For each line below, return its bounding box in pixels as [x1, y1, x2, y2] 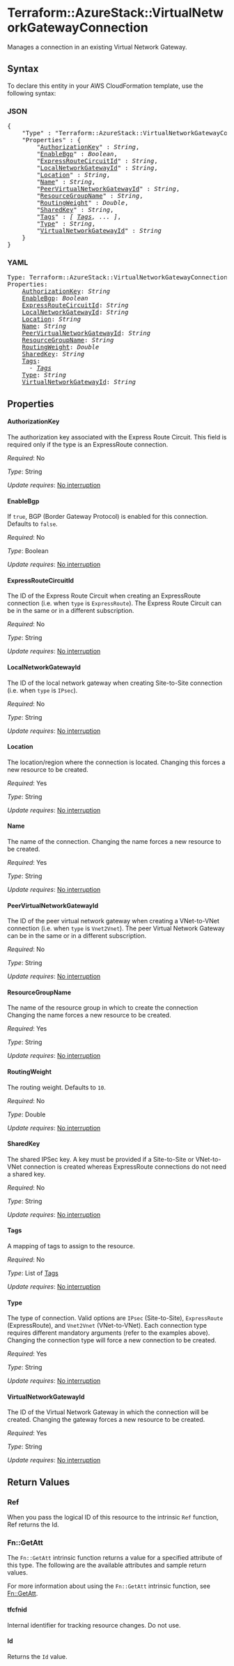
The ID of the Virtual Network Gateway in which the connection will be [7, 1408, 209, 1416]
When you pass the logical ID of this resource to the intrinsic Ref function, [7, 1513, 219, 1522]
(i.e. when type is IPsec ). [7, 686, 78, 695]
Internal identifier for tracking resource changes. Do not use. [7, 1621, 181, 1629]
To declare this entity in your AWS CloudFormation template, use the [7, 82, 203, 90]
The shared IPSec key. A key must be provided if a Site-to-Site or [7, 1155, 194, 1163]
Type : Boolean [7, 547, 49, 555]
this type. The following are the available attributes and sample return [7, 1561, 207, 1570]
